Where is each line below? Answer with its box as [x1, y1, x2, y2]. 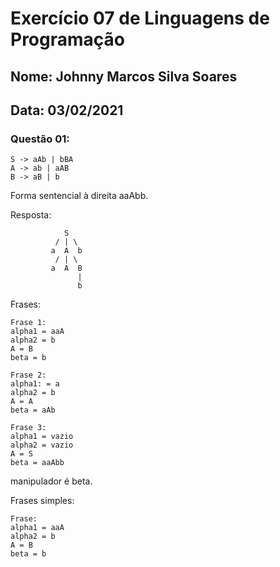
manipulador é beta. [10, 475, 93, 487]
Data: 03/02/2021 [10, 102, 124, 119]
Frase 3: [10, 423, 47, 433]
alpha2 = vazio [10, 440, 74, 451]
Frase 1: [10, 318, 47, 328]
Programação [10, 28, 125, 51]
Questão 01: [10, 132, 70, 146]
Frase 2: [10, 370, 47, 381]
